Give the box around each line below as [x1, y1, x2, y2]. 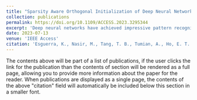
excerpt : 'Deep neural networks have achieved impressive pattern [6, 25, 172, 31]
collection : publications [6, 14, 69, 20]
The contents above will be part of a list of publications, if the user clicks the [6, 57, 191, 64]
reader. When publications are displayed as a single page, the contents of [6, 75, 184, 82]
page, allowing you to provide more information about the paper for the [6, 70, 178, 77]
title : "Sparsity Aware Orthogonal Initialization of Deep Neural [6, 8, 172, 15]
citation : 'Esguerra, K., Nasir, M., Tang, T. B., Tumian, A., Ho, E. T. [6, 42, 191, 47]
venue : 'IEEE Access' [6, 36, 59, 42]
